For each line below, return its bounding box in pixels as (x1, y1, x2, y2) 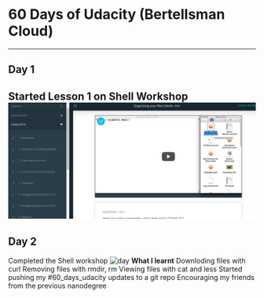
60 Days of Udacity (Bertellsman (8, 5, 225, 24)
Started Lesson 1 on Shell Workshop (8, 89, 189, 103)
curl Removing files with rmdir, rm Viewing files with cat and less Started (8, 264, 243, 274)
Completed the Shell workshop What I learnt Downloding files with (8, 256, 246, 265)
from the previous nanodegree (8, 281, 108, 290)
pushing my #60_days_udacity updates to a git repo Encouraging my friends (8, 272, 255, 282)
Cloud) (8, 22, 53, 40)
